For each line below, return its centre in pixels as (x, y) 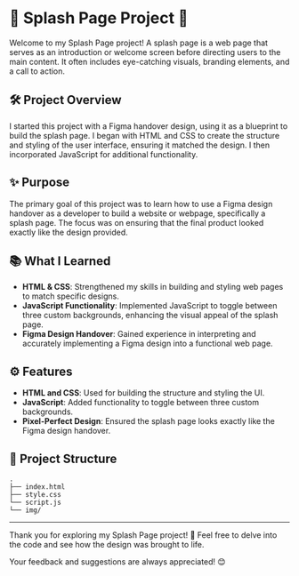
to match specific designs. (71, 296)
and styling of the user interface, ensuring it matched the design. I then (140, 145)
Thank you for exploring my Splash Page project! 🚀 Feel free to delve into (143, 535)
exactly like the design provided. (69, 232)
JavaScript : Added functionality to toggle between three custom (141, 403)
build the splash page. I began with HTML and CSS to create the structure (145, 135)
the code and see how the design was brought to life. (107, 544)
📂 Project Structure (63, 458)
